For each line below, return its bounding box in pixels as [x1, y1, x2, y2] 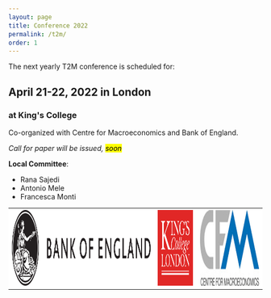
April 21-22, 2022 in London [8, 85, 152, 99]
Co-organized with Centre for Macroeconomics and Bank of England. [8, 128, 239, 137]
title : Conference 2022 [8, 21, 89, 30]
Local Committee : [8, 158, 69, 169]
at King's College [8, 109, 77, 120]
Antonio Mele [19, 183, 65, 193]
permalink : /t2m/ [8, 30, 67, 38]
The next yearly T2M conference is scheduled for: [8, 61, 175, 72]
